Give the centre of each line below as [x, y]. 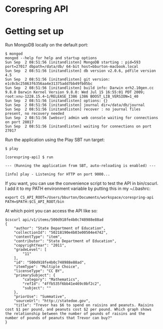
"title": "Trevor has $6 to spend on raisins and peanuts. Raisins [84, 305]
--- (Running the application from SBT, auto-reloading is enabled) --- [81, 166]
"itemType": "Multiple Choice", [47, 267]
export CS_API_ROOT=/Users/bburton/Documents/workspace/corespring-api [79, 198]
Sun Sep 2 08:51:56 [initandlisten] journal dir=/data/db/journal [75, 105]
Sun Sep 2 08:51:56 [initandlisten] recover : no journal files [73, 109]
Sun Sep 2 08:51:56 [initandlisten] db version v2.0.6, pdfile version [81, 71]
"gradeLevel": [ [31, 250]
